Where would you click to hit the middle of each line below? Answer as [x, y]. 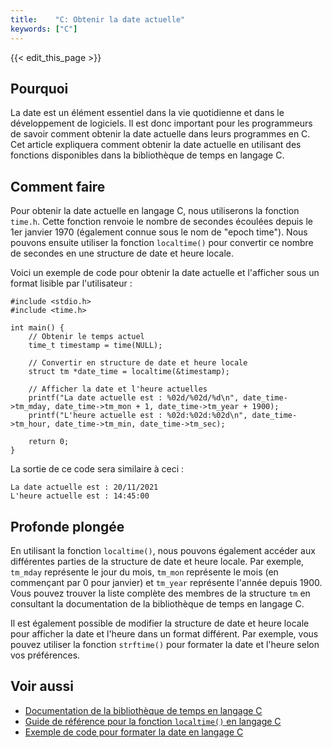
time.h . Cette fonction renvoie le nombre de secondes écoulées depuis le [162, 222]
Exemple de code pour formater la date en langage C [134, 732]
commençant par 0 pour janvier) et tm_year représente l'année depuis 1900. [166, 582]
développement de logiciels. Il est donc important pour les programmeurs [161, 123]
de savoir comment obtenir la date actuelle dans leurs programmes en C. [160, 134]
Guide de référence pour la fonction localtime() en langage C [153, 721]
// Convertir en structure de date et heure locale [138, 363]
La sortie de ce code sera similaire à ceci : [97, 469]
